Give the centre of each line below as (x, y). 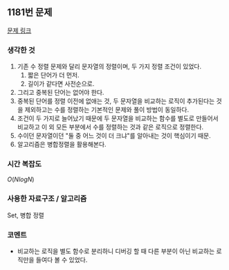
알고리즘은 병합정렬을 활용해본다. (62, 145)
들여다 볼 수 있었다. (62, 260)
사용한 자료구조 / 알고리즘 (47, 199)
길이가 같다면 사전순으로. (61, 84)
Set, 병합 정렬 (26, 215)
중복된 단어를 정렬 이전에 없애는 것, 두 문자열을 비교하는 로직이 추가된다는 (116, 101)
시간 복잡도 (25, 164)
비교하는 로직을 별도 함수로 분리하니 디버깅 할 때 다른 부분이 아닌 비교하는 (116, 251)
